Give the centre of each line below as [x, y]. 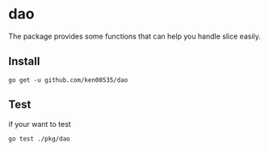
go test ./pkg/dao [39, 139]
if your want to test [40, 124]
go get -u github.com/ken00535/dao [68, 80]
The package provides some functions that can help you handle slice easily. [134, 36]
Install [24, 61]
